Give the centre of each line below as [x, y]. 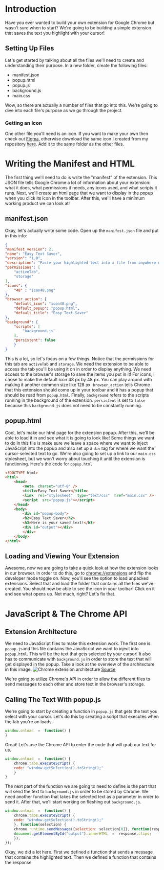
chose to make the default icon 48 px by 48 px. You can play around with [79, 379]
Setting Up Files [30, 48]
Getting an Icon [24, 123]
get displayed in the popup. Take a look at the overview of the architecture [80, 664]
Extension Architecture [41, 632]
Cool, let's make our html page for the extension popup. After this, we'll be [80, 433]
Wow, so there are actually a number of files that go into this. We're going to [81, 105]
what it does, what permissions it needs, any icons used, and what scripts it [81, 187]
